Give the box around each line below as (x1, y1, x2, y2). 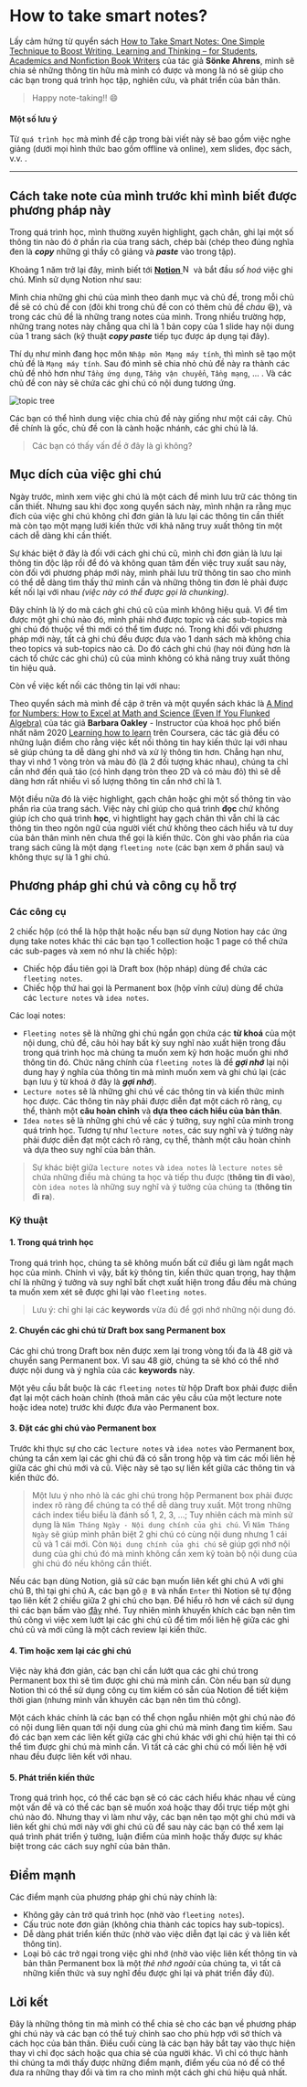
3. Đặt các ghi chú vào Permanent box (9, 1422, 157, 1433)
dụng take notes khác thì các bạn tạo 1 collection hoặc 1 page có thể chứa (9, 936, 288, 947)
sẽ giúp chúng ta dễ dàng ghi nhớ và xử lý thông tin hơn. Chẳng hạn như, (9, 746, 284, 757)
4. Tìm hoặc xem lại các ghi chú (9, 1645, 132, 1656)
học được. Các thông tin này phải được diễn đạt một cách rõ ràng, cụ (22, 1096, 282, 1107)
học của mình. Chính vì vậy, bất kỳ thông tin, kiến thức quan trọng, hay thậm (9, 1267, 297, 1278)
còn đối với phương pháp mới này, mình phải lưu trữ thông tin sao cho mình (9, 567, 291, 578)
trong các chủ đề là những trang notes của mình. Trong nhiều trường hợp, (9, 311, 286, 322)
